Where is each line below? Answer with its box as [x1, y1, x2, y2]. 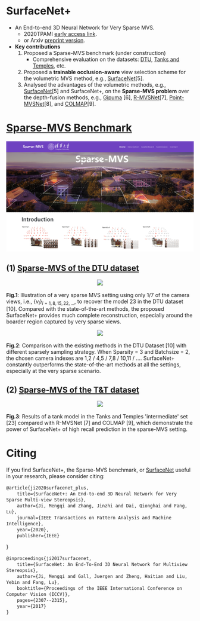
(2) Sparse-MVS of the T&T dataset [6, 384, 140, 395]
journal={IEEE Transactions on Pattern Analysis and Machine [17, 515, 171, 521]
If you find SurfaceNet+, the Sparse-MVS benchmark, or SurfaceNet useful [6, 466, 191, 473]
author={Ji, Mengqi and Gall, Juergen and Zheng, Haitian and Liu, [17, 574, 187, 580]
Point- [169, 94, 185, 101]
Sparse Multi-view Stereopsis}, [6, 497, 86, 503]
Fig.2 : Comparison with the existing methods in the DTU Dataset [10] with [6, 342, 187, 349]
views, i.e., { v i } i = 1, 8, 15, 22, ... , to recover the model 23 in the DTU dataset [6, 298, 183, 306]
